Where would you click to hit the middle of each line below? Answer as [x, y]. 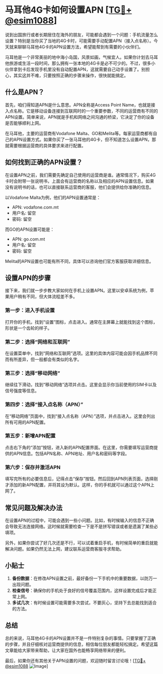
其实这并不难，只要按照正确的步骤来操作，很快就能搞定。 [71, 75]
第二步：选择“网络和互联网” [38, 342]
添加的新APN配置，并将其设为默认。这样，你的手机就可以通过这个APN [80, 485]
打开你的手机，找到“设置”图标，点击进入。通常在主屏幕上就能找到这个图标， [81, 322]
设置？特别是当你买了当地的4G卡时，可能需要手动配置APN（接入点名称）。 [79, 41]
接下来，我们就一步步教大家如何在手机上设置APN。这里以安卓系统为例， [78, 291]
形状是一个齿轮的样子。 [28, 328]
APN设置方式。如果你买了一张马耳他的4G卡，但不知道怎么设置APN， [82, 139]
